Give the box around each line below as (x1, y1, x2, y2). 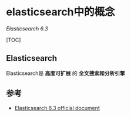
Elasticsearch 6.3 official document (14, 104, 100, 111)
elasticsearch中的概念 (6, 5, 116, 19)
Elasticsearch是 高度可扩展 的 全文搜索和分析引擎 (6, 70, 125, 77)
